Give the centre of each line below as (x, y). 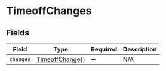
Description (140, 49)
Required (104, 49)
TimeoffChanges (49, 11)
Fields (18, 33)
